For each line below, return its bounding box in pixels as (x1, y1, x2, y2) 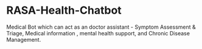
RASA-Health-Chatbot (6, 4, 122, 17)
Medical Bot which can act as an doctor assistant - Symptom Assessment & (6, 23, 196, 30)
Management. (6, 36, 41, 43)
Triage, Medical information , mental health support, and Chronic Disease (6, 29, 190, 36)
